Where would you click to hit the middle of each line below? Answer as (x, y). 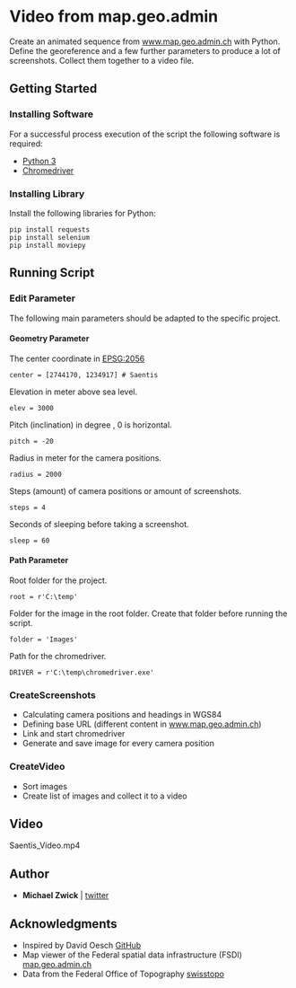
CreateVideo (37, 767)
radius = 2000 (36, 474)
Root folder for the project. (58, 580)
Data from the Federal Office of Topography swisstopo (123, 974)
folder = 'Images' (44, 640)
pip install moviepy (48, 245)
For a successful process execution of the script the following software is (145, 134)
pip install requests (50, 229)
